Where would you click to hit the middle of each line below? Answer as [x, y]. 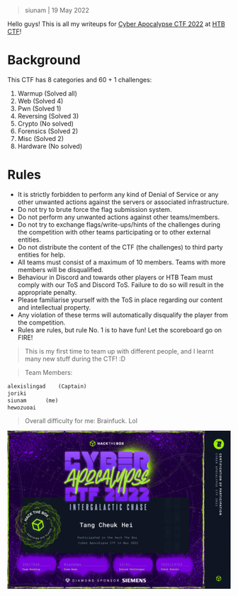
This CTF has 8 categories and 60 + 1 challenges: [80, 79]
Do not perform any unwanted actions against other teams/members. [119, 217]
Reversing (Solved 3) [48, 116]
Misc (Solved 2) [41, 138]
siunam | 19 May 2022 [57, 10]
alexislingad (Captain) [47, 386]
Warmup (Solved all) [47, 93]
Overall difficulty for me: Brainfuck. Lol [81, 420]
